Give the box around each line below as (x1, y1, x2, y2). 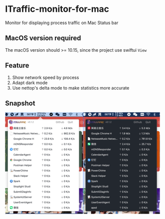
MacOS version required (5, 34, 82, 42)
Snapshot (5, 99, 35, 107)
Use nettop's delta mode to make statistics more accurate (12, 85, 130, 91)
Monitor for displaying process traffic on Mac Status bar (5, 20, 119, 26)
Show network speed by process (12, 74, 80, 80)
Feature (5, 62, 29, 70)
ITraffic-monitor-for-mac (5, 3, 110, 15)
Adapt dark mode (12, 80, 48, 86)
